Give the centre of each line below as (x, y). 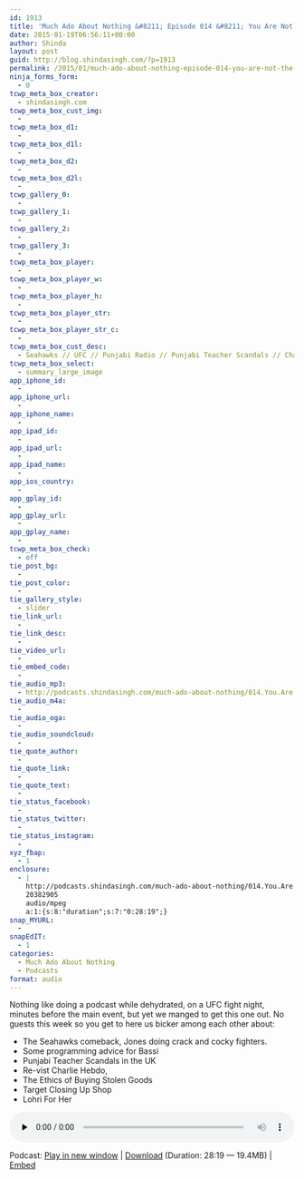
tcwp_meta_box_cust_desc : (58, 346)
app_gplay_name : (40, 532)
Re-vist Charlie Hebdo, (65, 1070)
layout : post (34, 52)
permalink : (30, 69)
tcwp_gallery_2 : (40, 229)
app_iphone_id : (38, 380)
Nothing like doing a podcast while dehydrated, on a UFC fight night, (137, 1005)
